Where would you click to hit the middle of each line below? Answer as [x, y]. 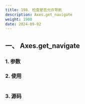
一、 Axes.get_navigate [42, 46]
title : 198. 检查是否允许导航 [34, 10]
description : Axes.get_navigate [39, 15]
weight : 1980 [19, 19]
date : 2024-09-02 [23, 24]
